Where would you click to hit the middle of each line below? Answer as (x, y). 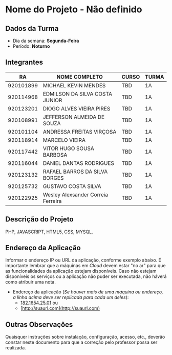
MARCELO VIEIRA (64, 140)
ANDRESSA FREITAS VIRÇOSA (80, 132)
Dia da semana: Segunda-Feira (46, 41)
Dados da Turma (32, 29)
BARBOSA (55, 155)
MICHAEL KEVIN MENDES (74, 85)
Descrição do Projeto (39, 219)
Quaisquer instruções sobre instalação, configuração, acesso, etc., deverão (85, 337)
